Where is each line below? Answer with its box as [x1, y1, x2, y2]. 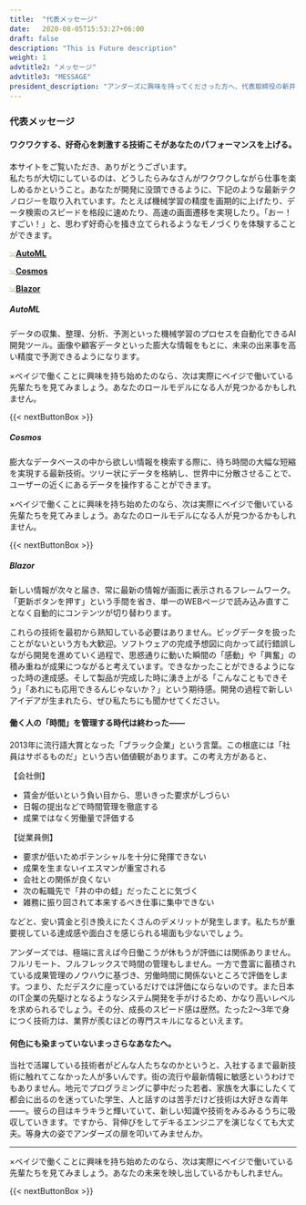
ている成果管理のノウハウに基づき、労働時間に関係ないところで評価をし [9, 969, 280, 980]
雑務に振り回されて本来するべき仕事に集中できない [22, 896, 215, 907]
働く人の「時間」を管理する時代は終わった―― [9, 717, 185, 728]
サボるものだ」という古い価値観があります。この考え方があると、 [25, 750, 272, 761]
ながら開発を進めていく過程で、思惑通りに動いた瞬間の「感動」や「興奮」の [9, 649, 297, 660]
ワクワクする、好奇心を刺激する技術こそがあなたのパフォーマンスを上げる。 [9, 139, 297, 150]
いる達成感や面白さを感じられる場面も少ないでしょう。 [40, 927, 249, 938]
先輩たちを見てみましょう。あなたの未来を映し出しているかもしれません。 [9, 1168, 289, 1179]
